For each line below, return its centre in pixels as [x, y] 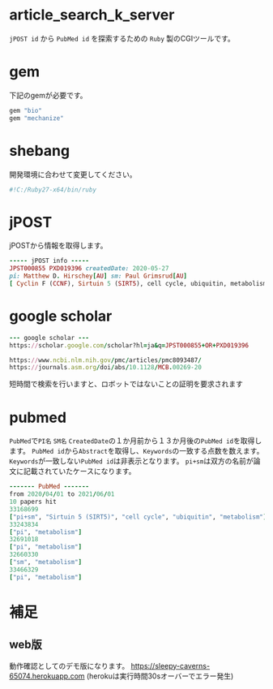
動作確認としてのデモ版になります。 [69, 665]
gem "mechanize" [36, 118]
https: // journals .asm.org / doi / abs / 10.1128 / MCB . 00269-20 [105, 368]
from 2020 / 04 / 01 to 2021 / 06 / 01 [62, 494]
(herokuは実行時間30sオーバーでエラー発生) [160, 676]
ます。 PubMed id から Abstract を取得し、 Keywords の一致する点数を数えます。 [136, 451]
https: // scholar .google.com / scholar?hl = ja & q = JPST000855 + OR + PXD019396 [129, 345]
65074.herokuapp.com [47, 676]
